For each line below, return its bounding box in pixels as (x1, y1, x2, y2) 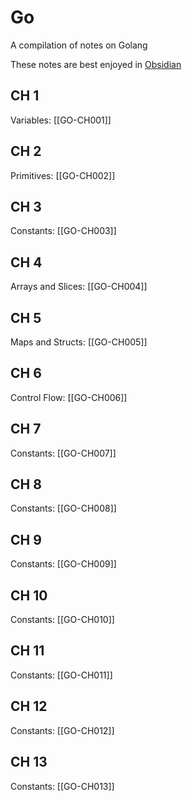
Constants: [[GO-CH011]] (10, 669, 113, 681)
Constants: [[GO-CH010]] (10, 614, 115, 626)
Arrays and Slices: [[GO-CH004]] (10, 281, 148, 293)
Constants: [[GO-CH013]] (10, 780, 115, 792)
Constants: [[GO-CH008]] (10, 502, 117, 515)
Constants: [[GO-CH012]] (10, 724, 115, 736)
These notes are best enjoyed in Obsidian (10, 58, 182, 70)
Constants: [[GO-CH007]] (10, 447, 117, 459)
